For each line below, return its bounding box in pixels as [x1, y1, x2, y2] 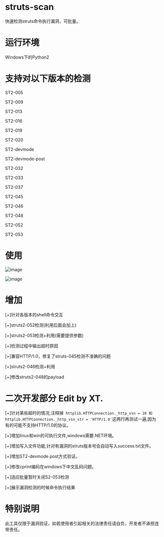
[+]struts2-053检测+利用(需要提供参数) [5, 332, 84, 338]
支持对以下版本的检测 [5, 73, 91, 84]
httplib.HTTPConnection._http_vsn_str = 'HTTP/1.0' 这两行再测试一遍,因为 [5, 416, 156, 422]
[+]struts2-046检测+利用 [5, 363, 55, 370]
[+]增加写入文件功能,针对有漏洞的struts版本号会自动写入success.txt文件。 [5, 443, 154, 449]
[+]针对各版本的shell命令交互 [5, 311, 63, 317]
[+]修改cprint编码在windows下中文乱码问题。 [5, 463, 97, 470]
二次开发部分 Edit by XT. [5, 392, 103, 404]
